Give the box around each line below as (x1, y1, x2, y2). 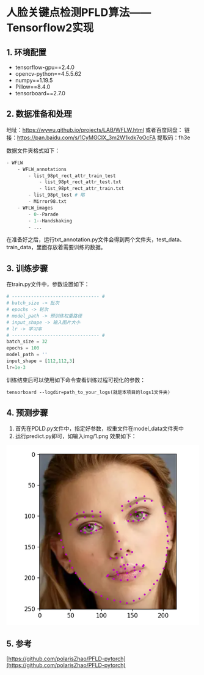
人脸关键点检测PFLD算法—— (6, 5, 151, 20)
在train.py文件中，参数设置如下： (6, 280, 90, 288)
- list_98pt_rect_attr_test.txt (38, 179, 122, 185)
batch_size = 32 (6, 338, 48, 345)
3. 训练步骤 (6, 263, 48, 274)
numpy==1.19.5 (15, 77, 53, 84)
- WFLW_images (17, 205, 53, 211)
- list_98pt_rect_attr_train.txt (38, 186, 124, 192)
